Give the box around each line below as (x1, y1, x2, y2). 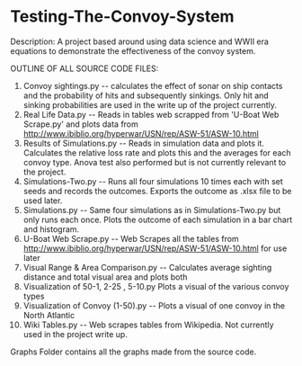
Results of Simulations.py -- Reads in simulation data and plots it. (22, 138, 264, 148)
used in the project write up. (22, 328, 129, 339)
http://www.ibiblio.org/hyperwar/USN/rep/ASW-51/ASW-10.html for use (22, 243, 288, 254)
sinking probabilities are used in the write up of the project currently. (22, 99, 278, 110)
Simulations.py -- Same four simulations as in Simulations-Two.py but (22, 204, 281, 215)
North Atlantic (22, 309, 75, 320)
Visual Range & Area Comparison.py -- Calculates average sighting (22, 262, 272, 272)
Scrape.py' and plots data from (22, 119, 138, 129)
